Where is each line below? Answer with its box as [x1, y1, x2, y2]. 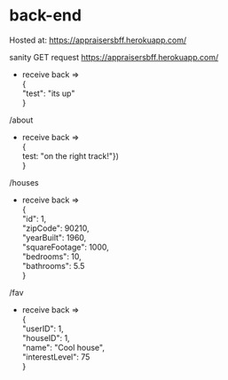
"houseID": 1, [21, 332, 70, 343]
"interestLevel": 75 [21, 352, 90, 362]
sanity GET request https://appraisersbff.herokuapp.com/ [9, 51, 219, 62]
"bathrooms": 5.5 [21, 260, 85, 271]
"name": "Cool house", [21, 342, 105, 352]
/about [9, 115, 34, 125]
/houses [9, 177, 39, 187]
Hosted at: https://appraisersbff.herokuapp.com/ [9, 35, 187, 45]
